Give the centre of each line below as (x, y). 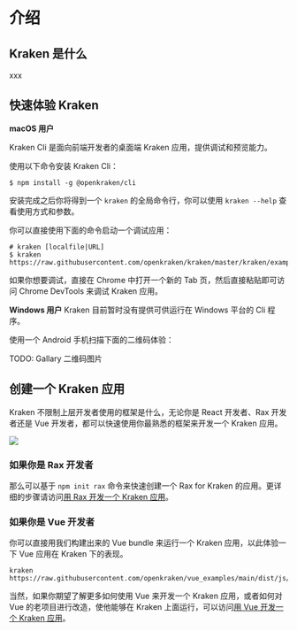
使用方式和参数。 (48, 211)
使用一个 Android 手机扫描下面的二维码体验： (91, 339)
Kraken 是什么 (48, 54)
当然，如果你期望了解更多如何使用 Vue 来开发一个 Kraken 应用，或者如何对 (146, 596)
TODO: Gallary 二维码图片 (56, 358)
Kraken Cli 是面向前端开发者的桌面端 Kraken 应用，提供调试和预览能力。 (141, 147)
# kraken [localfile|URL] (57, 247)
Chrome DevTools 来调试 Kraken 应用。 (91, 291)
